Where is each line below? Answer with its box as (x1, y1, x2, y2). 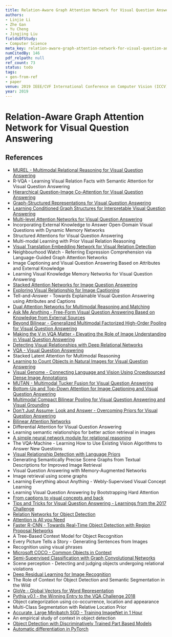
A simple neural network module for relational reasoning (12, 434, 132, 441)
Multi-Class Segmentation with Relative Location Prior (12, 604, 127, 610)
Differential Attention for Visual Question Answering (12, 424, 122, 430)
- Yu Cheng (5, 27, 29, 32)
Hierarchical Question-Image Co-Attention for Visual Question (12, 189, 143, 195)
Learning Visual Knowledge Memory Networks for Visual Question (12, 270, 153, 277)
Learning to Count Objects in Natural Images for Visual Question (12, 358, 148, 364)
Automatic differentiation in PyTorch (12, 626, 89, 632)
